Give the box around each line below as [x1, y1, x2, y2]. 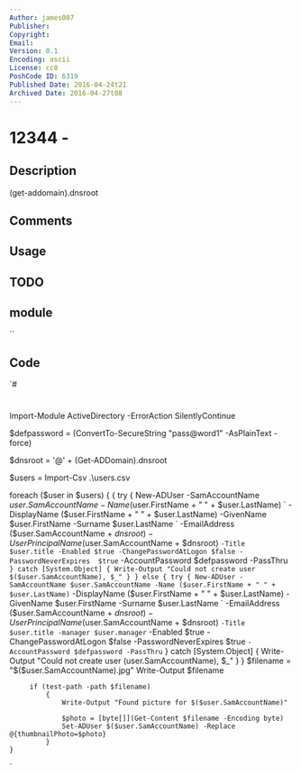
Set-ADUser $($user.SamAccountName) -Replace [61, 722, 236, 731]
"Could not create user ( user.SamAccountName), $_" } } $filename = [36, 655, 292, 667]
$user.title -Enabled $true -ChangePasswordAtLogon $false [9, 547, 236, 557]
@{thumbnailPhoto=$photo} [9, 730, 106, 739]
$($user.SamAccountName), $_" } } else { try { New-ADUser [9, 573, 236, 582]
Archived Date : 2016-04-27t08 [9, 88, 123, 97]
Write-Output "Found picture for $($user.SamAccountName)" [61, 698, 288, 707]
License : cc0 [9, 64, 59, 73]
